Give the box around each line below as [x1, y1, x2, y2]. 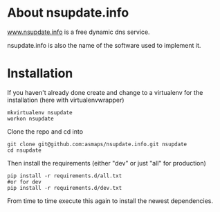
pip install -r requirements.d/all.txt [7, 172, 122, 179]
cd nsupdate [7, 147, 42, 154]
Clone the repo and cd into [7, 127, 84, 136]
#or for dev [7, 178, 42, 185]
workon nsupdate [7, 115, 54, 122]
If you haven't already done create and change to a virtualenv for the [7, 88, 203, 96]
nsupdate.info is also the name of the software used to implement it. [7, 41, 201, 49]
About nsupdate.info [7, 5, 129, 21]
